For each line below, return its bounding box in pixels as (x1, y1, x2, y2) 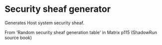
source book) (4, 35, 32, 41)
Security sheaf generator (4, 3, 111, 15)
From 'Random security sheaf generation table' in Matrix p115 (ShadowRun (4, 29, 158, 35)
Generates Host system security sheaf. (4, 20, 84, 26)
